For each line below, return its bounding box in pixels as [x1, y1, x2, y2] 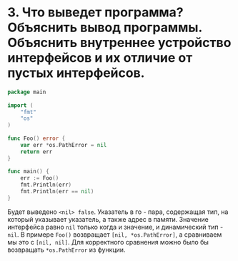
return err [20, 148, 53, 155]
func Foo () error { [7, 135, 66, 143]
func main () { [7, 168, 50, 175]
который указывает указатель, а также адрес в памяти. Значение [7, 215, 209, 223]
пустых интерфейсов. [7, 65, 145, 81]
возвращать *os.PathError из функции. [7, 245, 126, 254]
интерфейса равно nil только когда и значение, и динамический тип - [7, 222, 224, 231]
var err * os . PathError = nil [20, 141, 107, 148]
